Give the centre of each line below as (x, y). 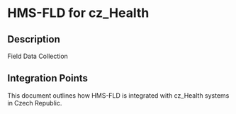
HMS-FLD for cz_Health (78, 13)
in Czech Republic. (35, 103)
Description (34, 39)
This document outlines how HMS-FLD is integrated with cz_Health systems (118, 95)
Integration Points (48, 78)
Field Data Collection (38, 56)
